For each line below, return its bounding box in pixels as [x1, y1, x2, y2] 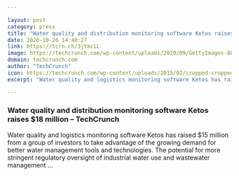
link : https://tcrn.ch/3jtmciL [7, 43, 100, 50]
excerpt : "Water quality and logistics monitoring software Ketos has [7, 76, 221, 83]
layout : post [7, 16, 46, 23]
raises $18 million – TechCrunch [7, 114, 119, 124]
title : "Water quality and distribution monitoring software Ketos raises [7, 30, 234, 37]
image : [7, 50, 27, 57]
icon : [7, 69, 23, 77]
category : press [7, 23, 55, 31]
